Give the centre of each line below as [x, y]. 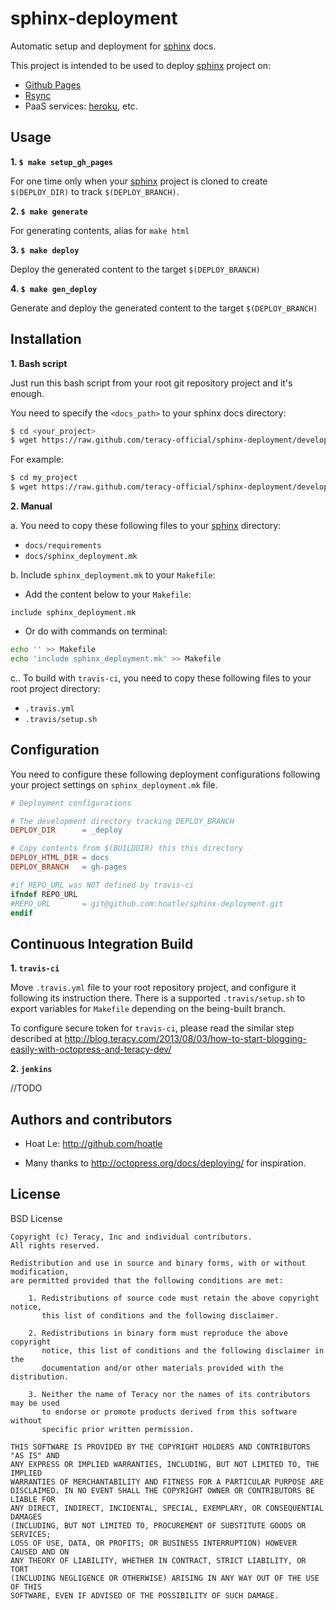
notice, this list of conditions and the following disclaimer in [183, 1350]
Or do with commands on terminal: [96, 631]
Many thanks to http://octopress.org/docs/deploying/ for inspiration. [165, 1163]
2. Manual [31, 506]
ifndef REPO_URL [44, 894]
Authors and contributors [91, 1119]
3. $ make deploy [45, 249]
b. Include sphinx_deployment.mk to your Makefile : [113, 575]
